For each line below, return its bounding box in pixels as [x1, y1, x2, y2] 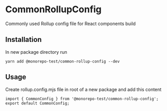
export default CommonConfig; [5, 101, 70, 106]
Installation [5, 35, 42, 44]
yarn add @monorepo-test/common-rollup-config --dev [5, 59, 120, 64]
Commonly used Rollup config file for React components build [5, 20, 136, 27]
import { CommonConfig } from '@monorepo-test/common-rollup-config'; [5, 96, 159, 101]
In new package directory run [5, 49, 67, 55]
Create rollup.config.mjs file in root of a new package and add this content [5, 86, 162, 93]
